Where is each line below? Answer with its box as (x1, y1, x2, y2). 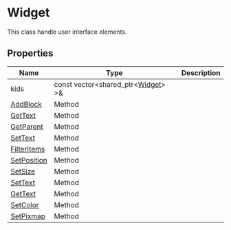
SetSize (10, 167, 36, 176)
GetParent (10, 122, 43, 132)
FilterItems (10, 144, 45, 154)
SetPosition (10, 155, 48, 165)
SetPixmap (10, 211, 46, 221)
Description (181, 67, 221, 77)
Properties (7, 48, 54, 59)
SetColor (10, 200, 39, 209)
